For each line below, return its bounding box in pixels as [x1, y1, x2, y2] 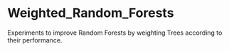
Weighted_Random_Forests [7, 5, 174, 21]
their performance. [7, 35, 63, 44]
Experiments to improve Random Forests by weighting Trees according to [7, 28, 223, 37]
